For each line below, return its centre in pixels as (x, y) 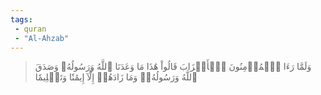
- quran (30, 29)
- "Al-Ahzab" (42, 38)
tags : (21, 19)
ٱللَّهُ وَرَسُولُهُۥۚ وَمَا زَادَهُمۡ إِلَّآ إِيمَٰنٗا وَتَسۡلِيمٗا (116, 77)
